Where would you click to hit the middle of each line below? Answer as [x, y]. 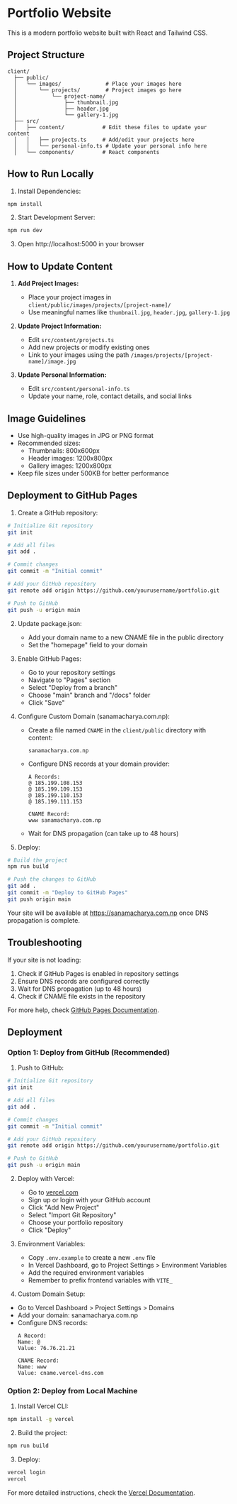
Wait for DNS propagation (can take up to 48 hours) [103, 833]
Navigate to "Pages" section [69, 680]
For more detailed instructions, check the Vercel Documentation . [102, 1493]
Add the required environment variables [86, 1273]
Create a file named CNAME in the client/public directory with [117, 730]
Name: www [32, 1367]
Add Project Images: [48, 284]
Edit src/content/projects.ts [71, 340]
